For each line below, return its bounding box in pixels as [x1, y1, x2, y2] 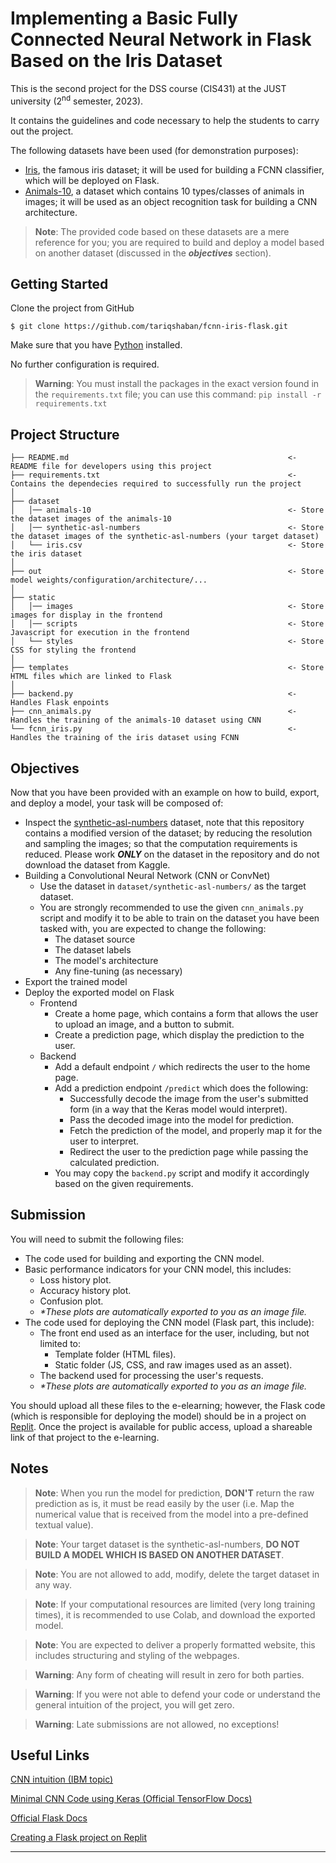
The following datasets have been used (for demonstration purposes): [10, 144, 299, 156]
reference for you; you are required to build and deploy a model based [34, 236, 325, 248]
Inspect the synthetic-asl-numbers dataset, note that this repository [24, 817, 305, 829]
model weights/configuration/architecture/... [10, 575, 208, 586]
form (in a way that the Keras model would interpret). [69, 1103, 288, 1116]
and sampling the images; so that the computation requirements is [24, 838, 298, 850]
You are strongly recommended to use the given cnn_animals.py [39, 902, 304, 914]
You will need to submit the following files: [10, 1233, 185, 1245]
